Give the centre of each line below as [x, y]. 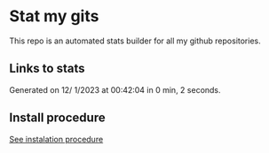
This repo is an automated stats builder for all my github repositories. [135, 41]
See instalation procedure [56, 139]
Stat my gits [54, 16]
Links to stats [47, 69]
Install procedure [57, 118]
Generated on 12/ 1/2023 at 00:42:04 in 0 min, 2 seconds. [115, 89]
